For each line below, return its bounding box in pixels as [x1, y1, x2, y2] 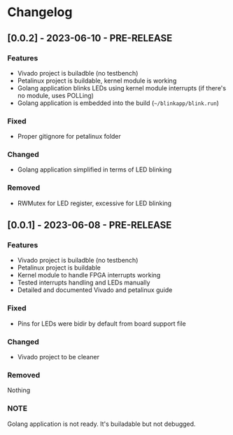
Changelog [7, 4, 73, 20]
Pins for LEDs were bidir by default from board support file [17, 319, 187, 328]
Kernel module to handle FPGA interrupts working [17, 271, 161, 279]
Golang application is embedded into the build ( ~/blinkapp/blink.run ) [17, 99, 219, 107]
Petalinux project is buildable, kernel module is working [17, 76, 177, 85]
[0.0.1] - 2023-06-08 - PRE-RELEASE [7, 219, 172, 231]
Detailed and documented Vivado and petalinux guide [17, 286, 173, 294]
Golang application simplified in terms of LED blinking [17, 165, 172, 174]
